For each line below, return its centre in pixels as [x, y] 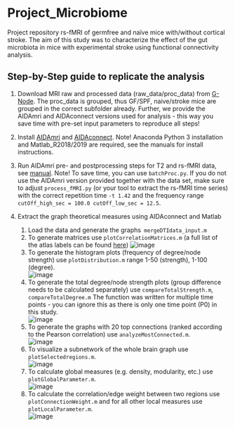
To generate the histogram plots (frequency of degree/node [114, 252]
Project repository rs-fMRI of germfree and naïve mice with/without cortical [116, 32]
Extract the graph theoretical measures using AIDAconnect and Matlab [120, 216]
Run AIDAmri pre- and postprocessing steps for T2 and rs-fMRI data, [117, 165]
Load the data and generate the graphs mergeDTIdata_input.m [117, 230]
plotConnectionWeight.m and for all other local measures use [115, 401]
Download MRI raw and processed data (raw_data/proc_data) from [114, 93]
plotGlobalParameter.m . [62, 379]
